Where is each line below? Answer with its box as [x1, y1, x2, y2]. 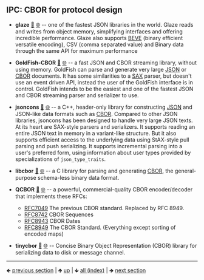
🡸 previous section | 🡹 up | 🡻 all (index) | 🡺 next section [6, 267, 146, 274]
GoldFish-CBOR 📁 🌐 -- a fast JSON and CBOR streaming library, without [15, 59, 197, 66]
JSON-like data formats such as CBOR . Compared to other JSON [15, 110, 178, 117]
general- [174, 167, 197, 174]
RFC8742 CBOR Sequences [24, 211, 94, 218]
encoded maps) [24, 230, 64, 237]
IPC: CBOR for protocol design [6, 5, 123, 15]
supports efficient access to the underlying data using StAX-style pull [15, 136, 189, 143]
